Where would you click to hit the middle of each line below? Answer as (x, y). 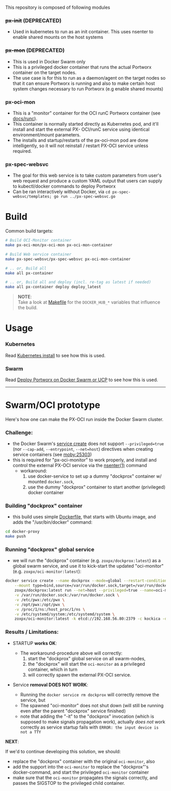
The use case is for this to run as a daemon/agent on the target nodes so (89, 78)
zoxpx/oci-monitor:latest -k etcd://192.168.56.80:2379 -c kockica (87, 619)
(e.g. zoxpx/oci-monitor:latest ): (47, 571)
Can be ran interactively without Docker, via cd (61, 192)
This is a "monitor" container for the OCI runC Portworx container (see (87, 113)
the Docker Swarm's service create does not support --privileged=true (88, 444)
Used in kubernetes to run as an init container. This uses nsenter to (83, 32)
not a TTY (31, 732)
